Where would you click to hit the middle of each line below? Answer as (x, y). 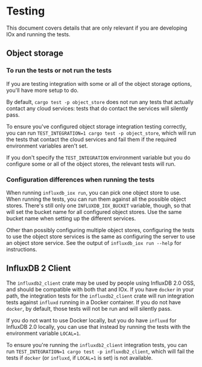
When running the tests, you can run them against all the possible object (96, 199)
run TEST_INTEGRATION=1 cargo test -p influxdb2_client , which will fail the (100, 351)
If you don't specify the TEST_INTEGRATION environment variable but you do (99, 157)
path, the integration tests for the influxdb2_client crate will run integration (100, 296)
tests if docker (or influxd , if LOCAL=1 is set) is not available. (80, 357)
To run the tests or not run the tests (59, 71)
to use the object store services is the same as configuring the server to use (101, 236)
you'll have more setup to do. (43, 90)
